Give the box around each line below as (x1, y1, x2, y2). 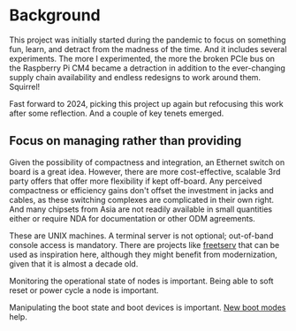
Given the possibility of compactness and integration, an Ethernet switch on (9, 156, 285, 168)
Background (9, 5, 101, 26)
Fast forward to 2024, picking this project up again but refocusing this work (9, 98, 285, 109)
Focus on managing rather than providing (9, 133, 242, 148)
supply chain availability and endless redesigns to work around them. (9, 71, 262, 82)
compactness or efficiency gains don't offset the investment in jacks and (9, 184, 274, 195)
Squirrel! (9, 81, 41, 92)
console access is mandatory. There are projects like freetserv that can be (9, 239, 280, 250)
